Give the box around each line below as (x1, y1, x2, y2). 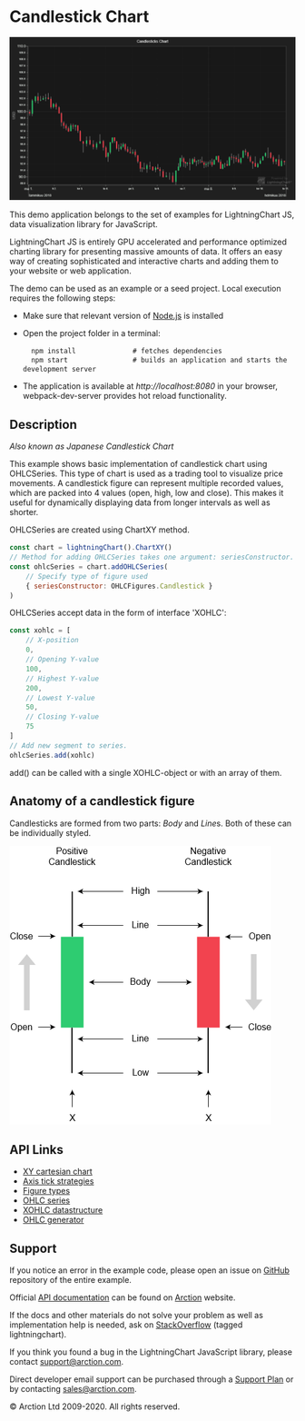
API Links (9, 1142, 64, 1158)
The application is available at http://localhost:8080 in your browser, (22, 381, 279, 392)
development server (22, 365, 97, 374)
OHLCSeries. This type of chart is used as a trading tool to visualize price (9, 468, 283, 479)
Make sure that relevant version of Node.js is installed (22, 311, 224, 322)
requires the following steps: (9, 293, 116, 303)
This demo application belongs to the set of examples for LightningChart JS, (9, 209, 295, 220)
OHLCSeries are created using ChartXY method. (9, 524, 191, 535)
